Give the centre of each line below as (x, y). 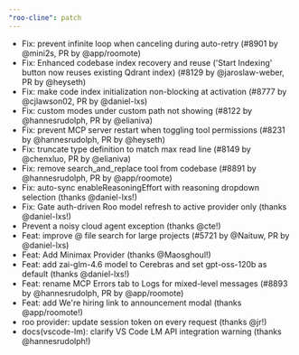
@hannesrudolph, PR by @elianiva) (87, 120)
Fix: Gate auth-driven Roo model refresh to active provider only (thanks (154, 206)
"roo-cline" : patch (45, 18)
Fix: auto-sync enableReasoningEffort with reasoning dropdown (140, 187)
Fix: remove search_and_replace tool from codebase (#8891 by (139, 168)
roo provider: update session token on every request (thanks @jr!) (144, 322)
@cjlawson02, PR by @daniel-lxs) (84, 101)
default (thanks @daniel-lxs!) (75, 274)
